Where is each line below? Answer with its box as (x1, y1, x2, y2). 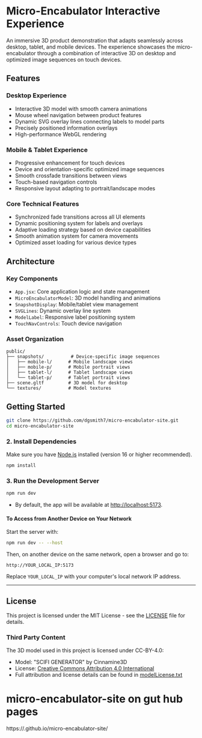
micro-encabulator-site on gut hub (6, 692, 183, 706)
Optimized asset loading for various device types (14, 239, 137, 246)
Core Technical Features (6, 199, 79, 208)
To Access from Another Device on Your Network (6, 515, 132, 522)
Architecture (6, 256, 55, 267)
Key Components (6, 274, 58, 283)
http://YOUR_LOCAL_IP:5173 (6, 563, 74, 569)
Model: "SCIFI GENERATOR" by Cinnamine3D (14, 659, 127, 666)
